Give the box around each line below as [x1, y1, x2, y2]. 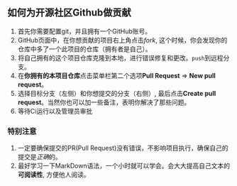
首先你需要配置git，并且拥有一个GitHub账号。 [17, 27, 152, 35]
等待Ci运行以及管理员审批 [17, 106, 93, 115]
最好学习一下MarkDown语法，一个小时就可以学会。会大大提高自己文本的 [17, 162, 231, 170]
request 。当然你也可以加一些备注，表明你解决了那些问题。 [17, 98, 191, 106]
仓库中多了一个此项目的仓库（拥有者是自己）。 [17, 45, 152, 53]
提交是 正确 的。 [17, 153, 62, 161]
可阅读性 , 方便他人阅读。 [17, 170, 90, 179]
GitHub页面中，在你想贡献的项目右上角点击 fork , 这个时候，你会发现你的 [17, 35, 228, 44]
